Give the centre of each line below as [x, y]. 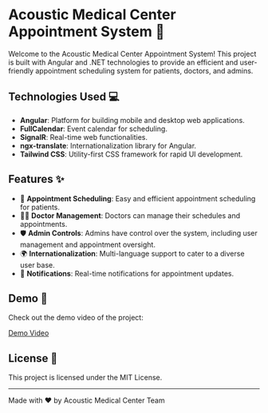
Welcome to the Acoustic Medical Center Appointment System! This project [132, 54]
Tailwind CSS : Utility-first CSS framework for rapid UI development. [131, 154]
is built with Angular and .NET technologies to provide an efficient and [123, 62]
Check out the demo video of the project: [76, 318]
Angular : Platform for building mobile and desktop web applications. [132, 120]
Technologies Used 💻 [64, 97]
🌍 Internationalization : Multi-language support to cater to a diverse [132, 253]
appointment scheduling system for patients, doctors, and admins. [144, 70]
